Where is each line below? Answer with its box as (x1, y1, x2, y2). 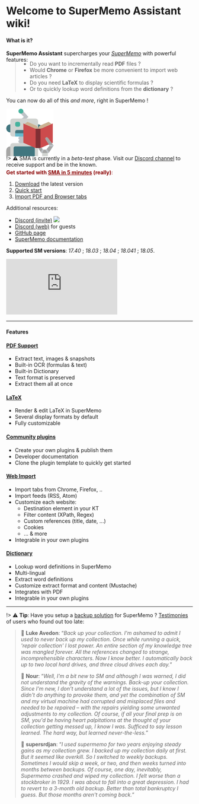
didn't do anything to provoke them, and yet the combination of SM (20, 691, 185, 698)
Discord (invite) (14, 217, 52, 224)
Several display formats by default (14, 414, 99, 421)
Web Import (6, 473, 36, 480)
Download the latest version (14, 180, 84, 188)
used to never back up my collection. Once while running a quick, (20, 636, 181, 643)
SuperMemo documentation (14, 236, 84, 243)
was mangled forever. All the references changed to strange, (20, 649, 170, 655)
